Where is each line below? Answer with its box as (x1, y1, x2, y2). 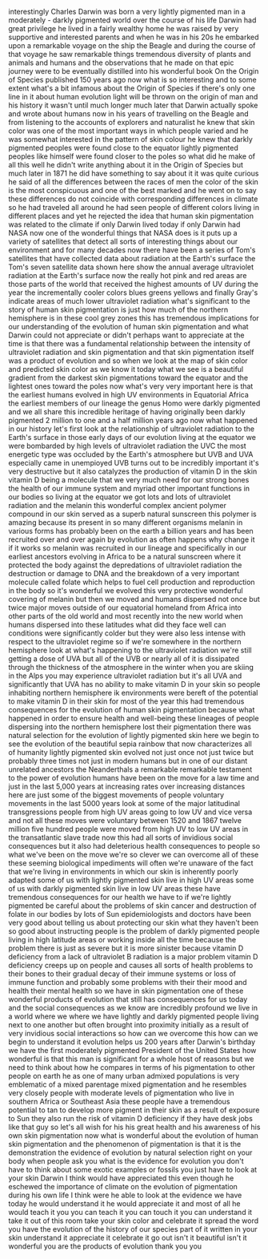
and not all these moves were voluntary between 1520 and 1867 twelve (8, 816, 242, 825)
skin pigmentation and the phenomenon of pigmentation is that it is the (8, 1140, 242, 1148)
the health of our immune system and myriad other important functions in (8, 484, 250, 493)
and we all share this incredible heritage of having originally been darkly (8, 407, 246, 416)
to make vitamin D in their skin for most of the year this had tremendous (8, 696, 245, 706)
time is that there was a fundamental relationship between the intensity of (8, 339, 251, 348)
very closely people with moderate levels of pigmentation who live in (8, 1088, 234, 1097)
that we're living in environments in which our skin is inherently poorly (8, 867, 238, 876)
